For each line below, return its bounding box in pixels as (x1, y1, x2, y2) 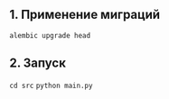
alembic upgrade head (9, 31, 91, 40)
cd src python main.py (9, 81, 93, 90)
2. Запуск (9, 56, 66, 71)
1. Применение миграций (9, 7, 161, 22)
